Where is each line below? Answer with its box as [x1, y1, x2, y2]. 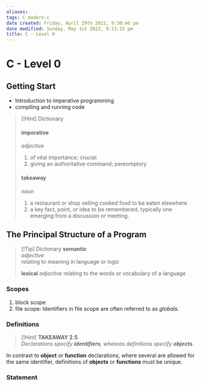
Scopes [6, 285, 29, 293]
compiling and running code [14, 104, 85, 111]
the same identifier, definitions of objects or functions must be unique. [6, 358, 183, 365]
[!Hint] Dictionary [20, 115, 64, 122]
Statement [6, 373, 38, 381]
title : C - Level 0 [6, 31, 55, 37]
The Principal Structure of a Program [6, 229, 147, 240]
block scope [14, 299, 46, 306]
